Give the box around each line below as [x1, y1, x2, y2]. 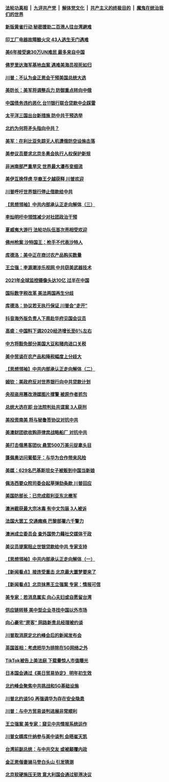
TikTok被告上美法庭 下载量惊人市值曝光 [5, 657, 89, 663]
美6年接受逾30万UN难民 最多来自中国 [5, 49, 85, 55]
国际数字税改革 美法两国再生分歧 [5, 290, 74, 296]
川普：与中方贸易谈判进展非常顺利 [5, 708, 77, 714]
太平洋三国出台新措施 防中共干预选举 [5, 113, 83, 119]
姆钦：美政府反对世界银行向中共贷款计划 [5, 378, 91, 385]
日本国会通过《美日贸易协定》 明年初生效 [5, 670, 92, 676]
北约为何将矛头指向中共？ [5, 125, 59, 131]
